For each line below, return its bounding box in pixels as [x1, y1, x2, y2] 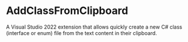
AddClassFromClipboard [6, 4, 128, 17]
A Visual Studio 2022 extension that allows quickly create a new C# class [6, 23, 183, 30]
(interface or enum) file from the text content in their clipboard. [6, 29, 158, 36]
